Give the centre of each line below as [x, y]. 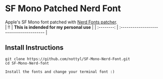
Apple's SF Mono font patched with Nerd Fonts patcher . [61, 22]
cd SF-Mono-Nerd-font [27, 63]
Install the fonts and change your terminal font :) [60, 72]
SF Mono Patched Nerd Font [63, 9]
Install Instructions [34, 48]
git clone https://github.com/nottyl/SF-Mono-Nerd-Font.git [68, 59]
